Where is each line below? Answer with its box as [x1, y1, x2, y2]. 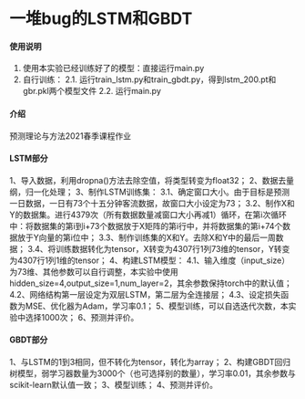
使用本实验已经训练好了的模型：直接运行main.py [22, 63, 205, 74]
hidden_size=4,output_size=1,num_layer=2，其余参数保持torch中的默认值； [9, 278, 293, 289]
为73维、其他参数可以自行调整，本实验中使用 [9, 266, 179, 277]
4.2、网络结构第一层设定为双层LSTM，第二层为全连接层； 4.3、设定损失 [9, 289, 281, 299]
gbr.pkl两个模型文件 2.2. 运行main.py [22, 86, 162, 97]
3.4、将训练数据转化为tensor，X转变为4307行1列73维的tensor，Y [26, 243, 275, 254]
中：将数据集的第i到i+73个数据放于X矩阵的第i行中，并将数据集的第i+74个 [9, 220, 283, 231]
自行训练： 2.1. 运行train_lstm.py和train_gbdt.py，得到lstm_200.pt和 [22, 74, 277, 85]
